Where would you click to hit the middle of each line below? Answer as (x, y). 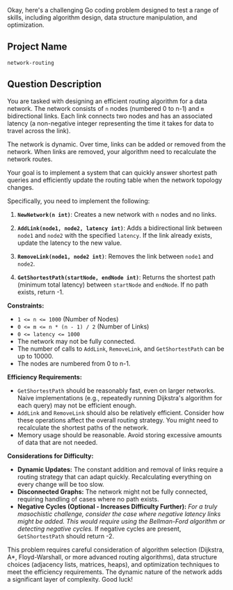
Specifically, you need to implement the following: (79, 201)
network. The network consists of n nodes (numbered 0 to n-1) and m (106, 108)
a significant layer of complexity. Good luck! (70, 579)
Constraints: (26, 305)
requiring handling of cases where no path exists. (88, 499)
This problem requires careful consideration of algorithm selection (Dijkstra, (116, 550)
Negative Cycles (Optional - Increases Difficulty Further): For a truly (117, 506)
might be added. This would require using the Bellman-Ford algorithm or (121, 521)
